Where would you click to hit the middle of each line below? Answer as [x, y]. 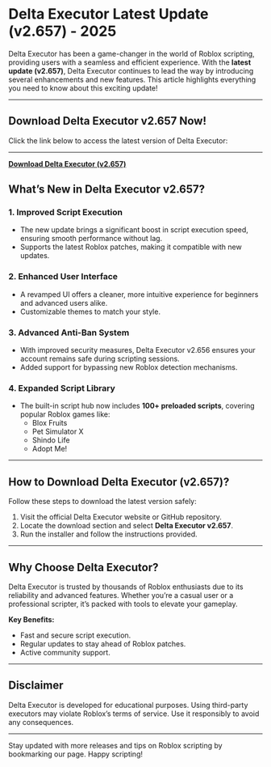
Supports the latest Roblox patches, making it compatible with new [131, 247]
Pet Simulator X [58, 432]
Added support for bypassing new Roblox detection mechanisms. [129, 367]
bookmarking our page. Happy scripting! [76, 754]
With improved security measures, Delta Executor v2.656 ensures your [138, 350]
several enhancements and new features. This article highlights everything [132, 79]
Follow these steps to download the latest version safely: [103, 502]
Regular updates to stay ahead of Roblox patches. [103, 643]
